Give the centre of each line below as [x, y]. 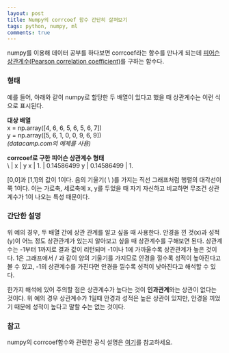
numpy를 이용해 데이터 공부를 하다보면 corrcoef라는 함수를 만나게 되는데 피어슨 [113, 53]
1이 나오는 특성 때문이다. [57, 196]
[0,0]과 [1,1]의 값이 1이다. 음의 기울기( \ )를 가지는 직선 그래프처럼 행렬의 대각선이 [114, 179]
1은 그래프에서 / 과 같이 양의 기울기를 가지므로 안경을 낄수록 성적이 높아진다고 [118, 258]
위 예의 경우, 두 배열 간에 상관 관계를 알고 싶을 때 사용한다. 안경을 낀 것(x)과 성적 [113, 232]
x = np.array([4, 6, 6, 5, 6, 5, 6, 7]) [55, 128]
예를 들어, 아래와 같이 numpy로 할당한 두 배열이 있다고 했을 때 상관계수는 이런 [110, 97]
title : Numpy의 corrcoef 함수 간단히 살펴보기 [67, 20]
